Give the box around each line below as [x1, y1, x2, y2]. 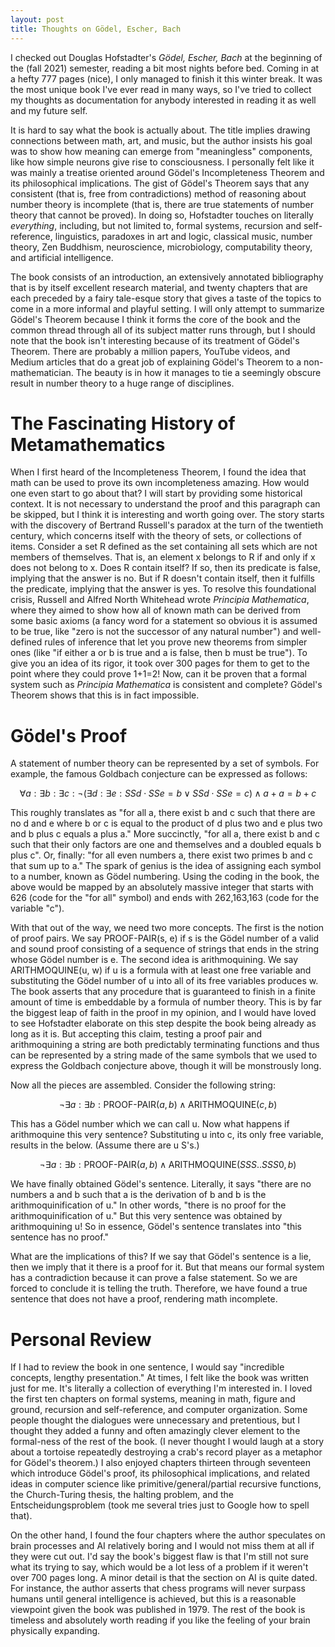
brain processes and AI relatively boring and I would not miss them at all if [10, 1540, 315, 1552]
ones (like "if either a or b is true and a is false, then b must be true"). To [10, 647, 308, 659]
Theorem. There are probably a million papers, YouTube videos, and [10, 345, 291, 357]
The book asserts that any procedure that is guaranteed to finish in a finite [10, 986, 316, 998]
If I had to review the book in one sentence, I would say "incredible [10, 1361, 285, 1373]
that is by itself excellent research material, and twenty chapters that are [10, 281, 308, 293]
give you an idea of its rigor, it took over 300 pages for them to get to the [10, 657, 311, 670]
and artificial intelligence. [10, 251, 114, 263]
